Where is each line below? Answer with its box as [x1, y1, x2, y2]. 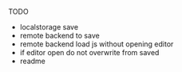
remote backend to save [19, 31, 100, 40]
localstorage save [19, 22, 78, 31]
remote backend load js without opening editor [19, 39, 174, 49]
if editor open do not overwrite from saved [19, 48, 160, 57]
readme [19, 56, 45, 66]
